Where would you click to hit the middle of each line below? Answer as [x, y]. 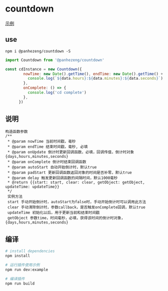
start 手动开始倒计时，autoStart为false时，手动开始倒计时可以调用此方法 [77, 202]
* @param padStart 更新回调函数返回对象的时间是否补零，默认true [70, 173]
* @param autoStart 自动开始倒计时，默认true [52, 167]
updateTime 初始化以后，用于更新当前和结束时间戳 [53, 213]
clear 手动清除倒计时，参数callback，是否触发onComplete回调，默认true [76, 207]
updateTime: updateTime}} [32, 187]
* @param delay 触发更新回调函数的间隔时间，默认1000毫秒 [63, 178]
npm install [18, 256]
